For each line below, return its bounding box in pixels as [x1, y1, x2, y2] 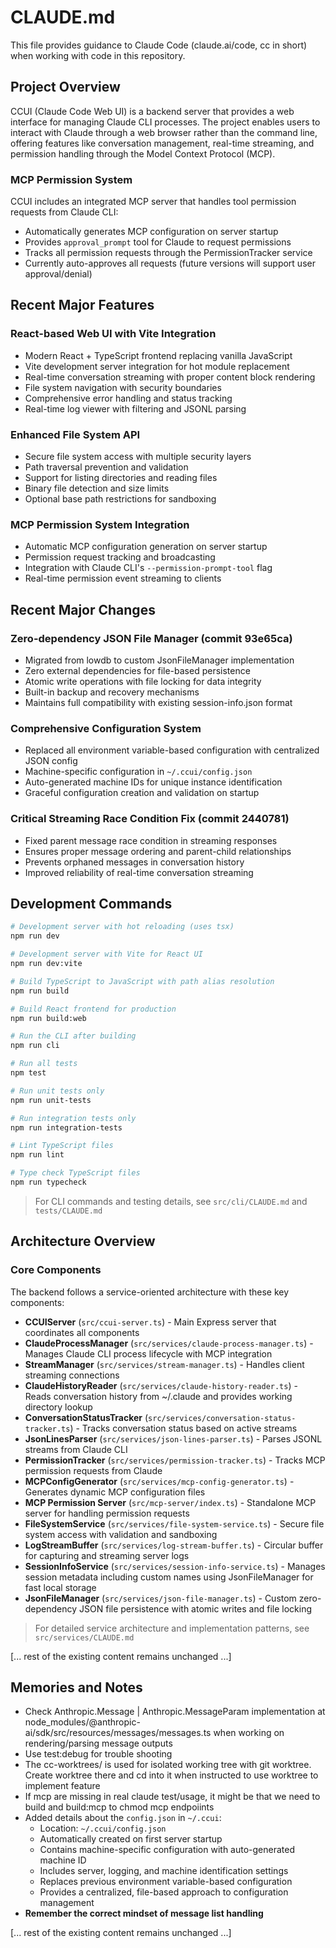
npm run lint [10, 1150, 65, 1160]
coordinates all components [24, 1326, 140, 1338]
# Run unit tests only [10, 1086, 105, 1096]
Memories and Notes [10, 1679, 143, 1696]
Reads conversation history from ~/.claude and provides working [24, 1390, 293, 1402]
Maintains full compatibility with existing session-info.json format [24, 697, 293, 709]
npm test [10, 1068, 47, 1078]
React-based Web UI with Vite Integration [10, 327, 217, 341]
